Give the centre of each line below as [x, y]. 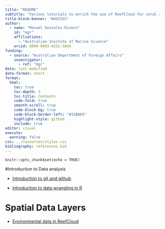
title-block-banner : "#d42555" [37, 19]
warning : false [25, 137]
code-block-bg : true [35, 110]
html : [15, 82]
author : [13, 23]
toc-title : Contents [35, 96]
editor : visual [21, 128]
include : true [28, 124]
